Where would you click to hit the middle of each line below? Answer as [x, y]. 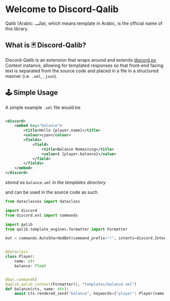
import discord [21, 210]
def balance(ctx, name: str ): [37, 289]
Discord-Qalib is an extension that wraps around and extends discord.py [81, 60]
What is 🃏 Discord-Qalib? [46, 45]
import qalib [19, 224]
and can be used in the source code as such [51, 192]
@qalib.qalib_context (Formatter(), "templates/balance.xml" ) [71, 284]
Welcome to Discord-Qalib [62, 9]
